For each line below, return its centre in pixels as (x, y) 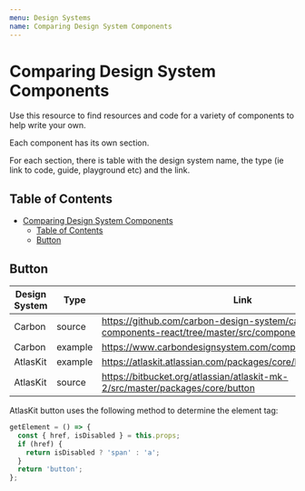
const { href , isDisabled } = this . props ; (99, 436)
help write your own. (48, 125)
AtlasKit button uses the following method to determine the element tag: (144, 411)
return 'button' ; (50, 469)
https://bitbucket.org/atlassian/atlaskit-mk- (195, 376)
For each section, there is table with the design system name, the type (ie (147, 161)
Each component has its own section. (79, 143)
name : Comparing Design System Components (91, 26)
